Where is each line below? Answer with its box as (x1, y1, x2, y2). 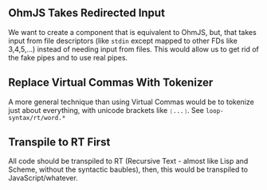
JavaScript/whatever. (8, 173, 78, 183)
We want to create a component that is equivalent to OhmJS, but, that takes (8, 27, 257, 37)
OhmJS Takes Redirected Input (8, 6, 166, 20)
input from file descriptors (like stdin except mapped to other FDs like (8, 36, 238, 45)
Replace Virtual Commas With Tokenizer (8, 76, 214, 90)
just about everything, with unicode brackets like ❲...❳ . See (8, 105, 205, 114)
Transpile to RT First (8, 135, 111, 149)
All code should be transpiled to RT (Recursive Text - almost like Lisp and (8, 157, 249, 166)
